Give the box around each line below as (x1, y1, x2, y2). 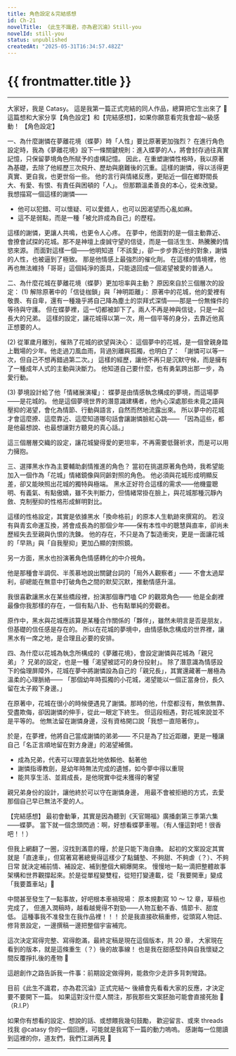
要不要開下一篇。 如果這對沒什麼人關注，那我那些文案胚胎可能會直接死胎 (7, 992, 218, 1001)
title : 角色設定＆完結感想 (7, 10, 77, 18)
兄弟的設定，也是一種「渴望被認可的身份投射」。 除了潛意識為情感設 (27, 657, 223, 666)
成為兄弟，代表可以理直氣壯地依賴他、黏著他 (17, 755, 147, 763)
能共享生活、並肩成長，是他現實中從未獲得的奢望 (17, 773, 159, 781)
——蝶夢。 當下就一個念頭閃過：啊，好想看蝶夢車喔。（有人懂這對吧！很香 (7, 821, 221, 829)
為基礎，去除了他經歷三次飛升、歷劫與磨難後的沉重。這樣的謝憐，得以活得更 (7, 163, 229, 171)
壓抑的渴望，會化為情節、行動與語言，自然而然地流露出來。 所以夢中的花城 (7, 405, 225, 414)
